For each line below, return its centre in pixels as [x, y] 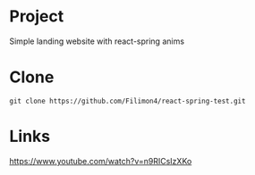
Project [37, 17]
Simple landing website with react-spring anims [97, 41]
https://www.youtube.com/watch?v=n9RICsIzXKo [101, 161]
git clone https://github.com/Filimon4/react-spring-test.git [127, 101]
